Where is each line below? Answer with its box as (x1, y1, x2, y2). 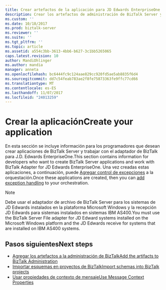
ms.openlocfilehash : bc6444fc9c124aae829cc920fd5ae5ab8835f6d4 (5, 72, 138, 77)
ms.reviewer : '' (5, 30, 39, 35)
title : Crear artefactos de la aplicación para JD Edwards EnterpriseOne (5, 7, 161, 12)
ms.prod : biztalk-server (5, 26, 56, 31)
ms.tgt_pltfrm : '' (5, 40, 43, 45)
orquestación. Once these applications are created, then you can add (5, 174, 145, 181)
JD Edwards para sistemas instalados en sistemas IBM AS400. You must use (5, 210, 160, 216)
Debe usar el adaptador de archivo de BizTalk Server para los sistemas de (5, 199, 156, 205)
